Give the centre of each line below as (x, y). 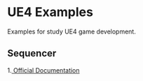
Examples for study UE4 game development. (72, 31)
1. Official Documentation (43, 70)
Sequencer (32, 53)
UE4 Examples (50, 12)
